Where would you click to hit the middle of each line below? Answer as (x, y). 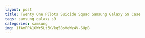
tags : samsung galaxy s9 (31, 19)
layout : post (19, 10)
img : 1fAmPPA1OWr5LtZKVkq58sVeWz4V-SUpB (48, 28)
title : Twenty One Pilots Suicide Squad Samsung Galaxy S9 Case (73, 14)
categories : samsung (26, 23)
